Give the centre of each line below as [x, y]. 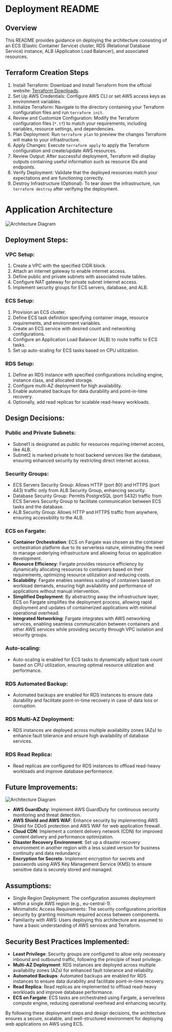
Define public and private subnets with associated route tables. [80, 277]
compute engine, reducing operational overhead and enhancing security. [90, 1003]
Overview [21, 28]
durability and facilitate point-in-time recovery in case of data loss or [85, 700]
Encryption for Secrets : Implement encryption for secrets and [79, 859]
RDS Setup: [20, 364]
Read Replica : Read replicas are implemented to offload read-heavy [85, 986]
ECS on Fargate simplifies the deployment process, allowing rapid [82, 602]
